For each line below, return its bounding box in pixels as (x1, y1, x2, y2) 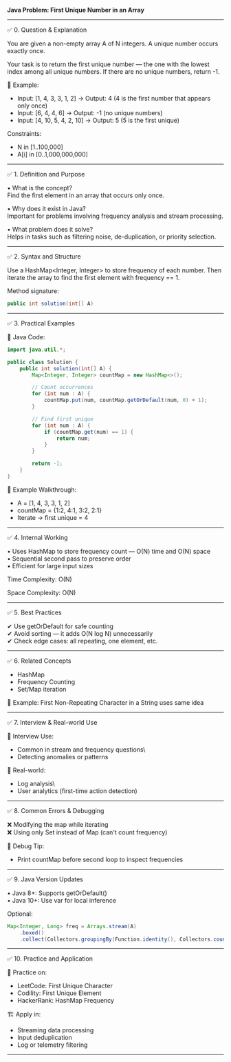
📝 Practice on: (7, 968, 47, 976)
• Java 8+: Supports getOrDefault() (7, 889, 108, 897)
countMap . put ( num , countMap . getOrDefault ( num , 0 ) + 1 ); (43, 397, 208, 404)
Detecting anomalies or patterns (16, 752, 109, 761)
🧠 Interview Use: (7, 732, 54, 740)
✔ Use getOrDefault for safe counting (7, 622, 113, 630)
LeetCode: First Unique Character (16, 982, 113, 990)
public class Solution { (7, 359, 78, 365)
